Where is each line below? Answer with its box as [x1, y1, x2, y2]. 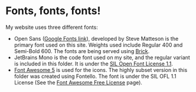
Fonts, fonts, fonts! [5, 4, 101, 18]
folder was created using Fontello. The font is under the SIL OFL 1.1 [14, 73, 177, 80]
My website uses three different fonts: [5, 24, 98, 31]
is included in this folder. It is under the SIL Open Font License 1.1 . [14, 60, 174, 67]
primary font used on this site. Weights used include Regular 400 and [14, 41, 183, 48]
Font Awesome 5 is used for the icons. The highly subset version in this [14, 66, 188, 73]
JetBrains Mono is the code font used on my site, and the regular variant [14, 54, 190, 61]
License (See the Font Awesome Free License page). [14, 78, 143, 86]
